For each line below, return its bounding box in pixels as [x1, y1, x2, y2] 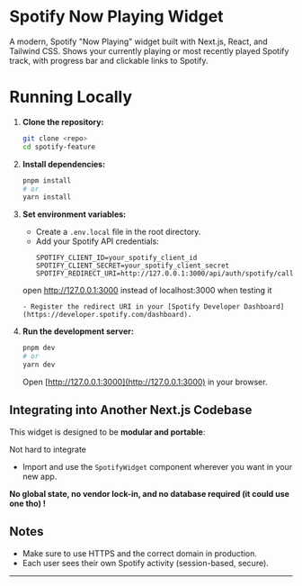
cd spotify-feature [22, 142, 96, 151]
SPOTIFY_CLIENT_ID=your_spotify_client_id [35, 254, 198, 263]
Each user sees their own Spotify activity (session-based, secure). [22, 557, 270, 568]
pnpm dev [22, 344, 56, 353]
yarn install [22, 193, 72, 202]
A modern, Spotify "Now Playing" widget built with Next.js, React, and [9, 36, 268, 47]
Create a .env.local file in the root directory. [35, 227, 201, 238]
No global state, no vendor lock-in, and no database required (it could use [9, 488, 290, 499]
